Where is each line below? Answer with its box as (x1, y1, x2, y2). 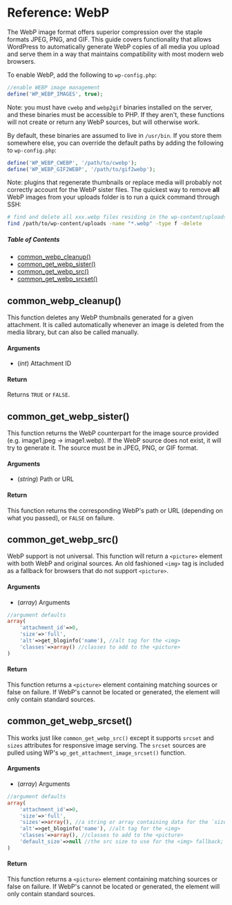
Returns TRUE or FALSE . (7, 390, 70, 399)
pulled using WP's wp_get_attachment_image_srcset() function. (7, 748, 186, 757)
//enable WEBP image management (7, 84, 100, 91)
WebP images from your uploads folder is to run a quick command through (7, 193, 220, 202)
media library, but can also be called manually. (7, 328, 139, 336)
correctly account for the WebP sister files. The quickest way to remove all (7, 186, 220, 194)
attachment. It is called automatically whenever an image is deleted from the (7, 320, 224, 328)
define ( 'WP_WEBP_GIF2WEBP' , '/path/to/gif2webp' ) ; (7, 166, 156, 173)
